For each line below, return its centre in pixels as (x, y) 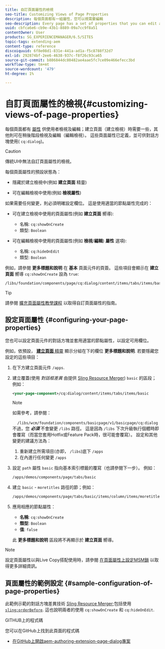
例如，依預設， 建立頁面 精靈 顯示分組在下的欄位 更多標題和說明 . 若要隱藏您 (82, 351)
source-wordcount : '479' (30, 69)
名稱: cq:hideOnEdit (40, 251)
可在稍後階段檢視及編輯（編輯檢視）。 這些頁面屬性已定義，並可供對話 (84, 135)
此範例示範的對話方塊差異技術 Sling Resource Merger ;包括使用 (68, 603)
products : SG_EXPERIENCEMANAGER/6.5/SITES (49, 37)
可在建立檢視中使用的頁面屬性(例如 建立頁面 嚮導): (63, 213)
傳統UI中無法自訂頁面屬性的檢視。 (40, 161)
